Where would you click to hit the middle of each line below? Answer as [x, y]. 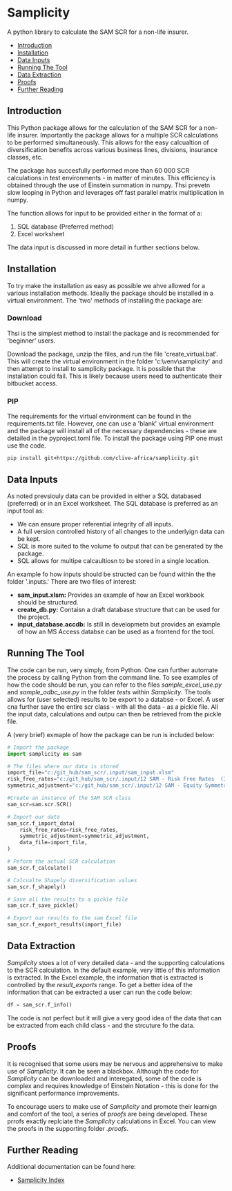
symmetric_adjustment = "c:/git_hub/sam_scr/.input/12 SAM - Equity [105, 785]
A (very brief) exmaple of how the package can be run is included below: [111, 734]
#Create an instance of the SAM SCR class [69, 798]
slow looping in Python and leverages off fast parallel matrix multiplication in [116, 192]
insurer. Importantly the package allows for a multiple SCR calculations [118, 135]
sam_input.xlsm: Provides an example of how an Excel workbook [111, 595]
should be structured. [48, 602]
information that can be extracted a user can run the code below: [100, 992]
